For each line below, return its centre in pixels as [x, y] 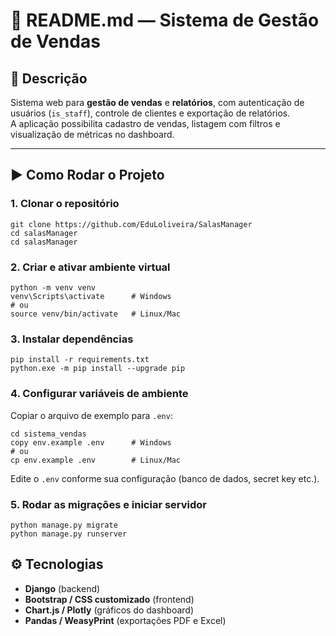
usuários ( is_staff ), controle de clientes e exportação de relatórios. [150, 113]
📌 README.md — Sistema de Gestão [165, 20]
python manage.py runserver [69, 534]
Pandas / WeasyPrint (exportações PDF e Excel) [125, 620]
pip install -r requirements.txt [80, 360]
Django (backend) [62, 588]
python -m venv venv [53, 287]
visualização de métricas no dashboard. [92, 134]
